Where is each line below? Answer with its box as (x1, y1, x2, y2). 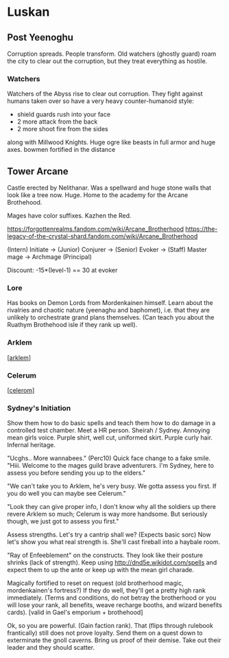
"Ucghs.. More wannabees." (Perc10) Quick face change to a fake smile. (7, 454, 211, 462)
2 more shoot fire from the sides (16, 125, 108, 133)
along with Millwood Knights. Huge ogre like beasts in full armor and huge (7, 138, 216, 146)
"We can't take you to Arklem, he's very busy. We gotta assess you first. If (7, 482, 217, 490)
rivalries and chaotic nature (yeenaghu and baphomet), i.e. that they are (7, 306, 210, 315)
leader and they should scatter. (7, 644, 95, 652)
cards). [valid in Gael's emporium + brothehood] (7, 609, 143, 617)
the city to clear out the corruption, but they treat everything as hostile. (7, 57, 208, 65)
